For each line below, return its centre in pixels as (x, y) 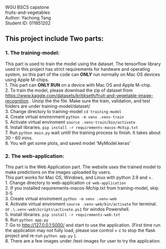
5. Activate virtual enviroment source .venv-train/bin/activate (70, 122)
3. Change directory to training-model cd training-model (63, 111)
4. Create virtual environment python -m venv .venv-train (65, 117)
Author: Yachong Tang (28, 18)
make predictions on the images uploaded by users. (58, 172)
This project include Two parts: (54, 39)
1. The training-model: (32, 53)
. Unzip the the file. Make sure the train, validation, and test (90, 101)
